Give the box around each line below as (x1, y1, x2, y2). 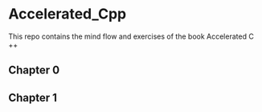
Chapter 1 (8, 90, 58, 105)
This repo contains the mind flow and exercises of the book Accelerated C (8, 31, 255, 41)
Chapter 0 (8, 64, 60, 77)
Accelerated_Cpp (8, 5, 127, 23)
